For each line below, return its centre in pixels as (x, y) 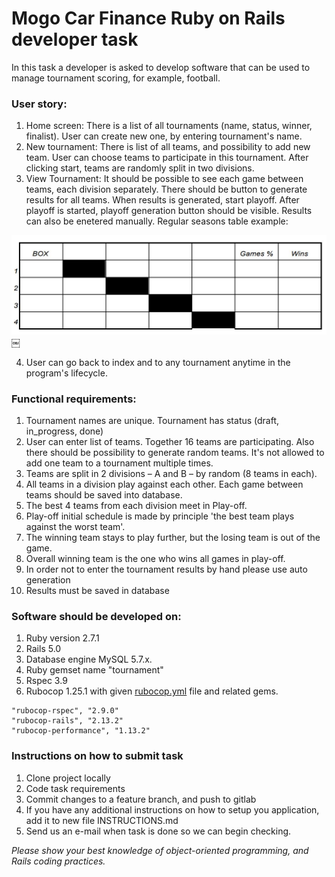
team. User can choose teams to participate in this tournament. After (167, 158)
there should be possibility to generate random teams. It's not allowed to (175, 452)
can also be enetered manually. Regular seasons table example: (157, 221)
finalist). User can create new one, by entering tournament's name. (164, 136)
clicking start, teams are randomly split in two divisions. (140, 168)
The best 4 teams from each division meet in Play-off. (136, 505)
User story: (39, 104)
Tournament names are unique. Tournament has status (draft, (152, 420)
